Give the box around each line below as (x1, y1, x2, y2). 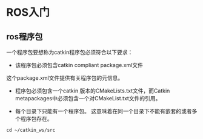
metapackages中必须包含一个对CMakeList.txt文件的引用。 (15, 95, 161, 102)
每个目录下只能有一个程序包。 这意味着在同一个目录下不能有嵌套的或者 (15, 108, 192, 115)
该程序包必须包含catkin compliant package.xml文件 (15, 62, 144, 68)
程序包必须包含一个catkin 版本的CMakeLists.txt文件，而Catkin (15, 87, 170, 94)
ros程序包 (6, 31, 43, 42)
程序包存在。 (20, 115, 53, 122)
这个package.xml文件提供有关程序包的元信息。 (6, 74, 124, 82)
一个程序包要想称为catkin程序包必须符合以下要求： (6, 49, 133, 56)
